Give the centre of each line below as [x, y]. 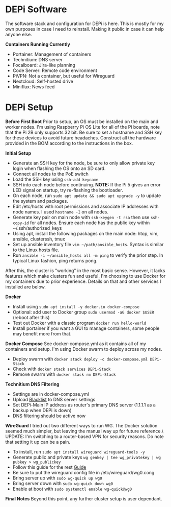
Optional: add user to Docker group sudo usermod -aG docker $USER [83, 312]
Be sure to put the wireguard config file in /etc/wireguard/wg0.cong [83, 472]
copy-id [21, 223]
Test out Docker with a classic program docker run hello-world [79, 323]
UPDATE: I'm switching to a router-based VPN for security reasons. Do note [84, 436]
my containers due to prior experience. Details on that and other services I [83, 281]
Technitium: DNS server [37, 59]
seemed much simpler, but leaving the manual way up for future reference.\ [84, 431]
